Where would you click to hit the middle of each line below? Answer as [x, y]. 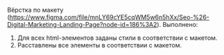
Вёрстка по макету [35, 10]
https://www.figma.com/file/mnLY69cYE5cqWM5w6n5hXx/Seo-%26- [110, 17]
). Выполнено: [178, 24]
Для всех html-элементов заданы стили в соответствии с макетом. [117, 38]
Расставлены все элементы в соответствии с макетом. [100, 45]
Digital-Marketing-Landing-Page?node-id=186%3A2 [82, 24]
